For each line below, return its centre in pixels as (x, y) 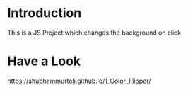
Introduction (45, 13)
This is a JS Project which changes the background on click (94, 33)
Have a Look (44, 61)
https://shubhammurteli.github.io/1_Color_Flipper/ (79, 81)
